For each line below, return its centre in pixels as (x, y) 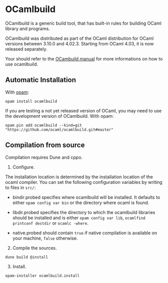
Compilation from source (45, 145)
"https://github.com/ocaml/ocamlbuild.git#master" (59, 129)
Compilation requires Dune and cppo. (44, 157)
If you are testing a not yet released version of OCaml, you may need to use (83, 111)
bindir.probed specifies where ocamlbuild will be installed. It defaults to (86, 197)
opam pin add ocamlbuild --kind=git (44, 125)
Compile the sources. (34, 248)
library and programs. (28, 28)
